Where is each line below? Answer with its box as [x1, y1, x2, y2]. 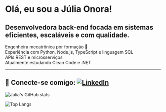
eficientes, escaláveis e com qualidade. [5, 31, 130, 39]
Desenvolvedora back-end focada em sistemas [5, 23, 154, 32]
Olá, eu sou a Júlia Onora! [5, 3, 112, 15]
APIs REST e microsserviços [5, 54, 63, 60]
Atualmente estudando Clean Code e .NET [5, 60, 91, 65]
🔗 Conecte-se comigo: [5, 78, 76, 87]
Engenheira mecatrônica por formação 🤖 [5, 44, 88, 50]
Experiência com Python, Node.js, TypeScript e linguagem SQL [5, 49, 133, 55]
